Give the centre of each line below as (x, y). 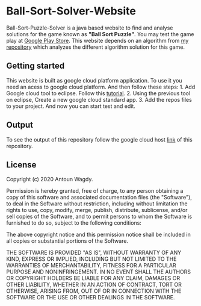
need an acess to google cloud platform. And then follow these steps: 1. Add (101, 87)
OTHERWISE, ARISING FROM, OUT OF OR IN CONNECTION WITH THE (94, 291)
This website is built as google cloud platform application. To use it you (94, 80)
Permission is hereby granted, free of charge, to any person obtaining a (95, 191)
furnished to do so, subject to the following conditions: (74, 223)
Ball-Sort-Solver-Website (71, 11)
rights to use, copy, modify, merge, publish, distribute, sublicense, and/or (97, 210)
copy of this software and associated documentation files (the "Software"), (99, 198)
